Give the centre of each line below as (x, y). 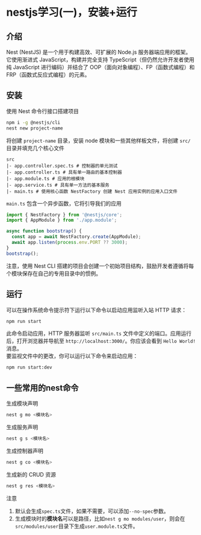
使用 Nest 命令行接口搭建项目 (43, 111)
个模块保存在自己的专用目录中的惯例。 (54, 273)
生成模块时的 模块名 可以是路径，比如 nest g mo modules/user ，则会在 (100, 518)
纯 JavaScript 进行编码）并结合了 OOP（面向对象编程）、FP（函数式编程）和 (100, 67)
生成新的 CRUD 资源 (31, 474)
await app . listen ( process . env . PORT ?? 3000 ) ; (70, 242)
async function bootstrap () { (44, 231)
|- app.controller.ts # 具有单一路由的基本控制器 (64, 172)
